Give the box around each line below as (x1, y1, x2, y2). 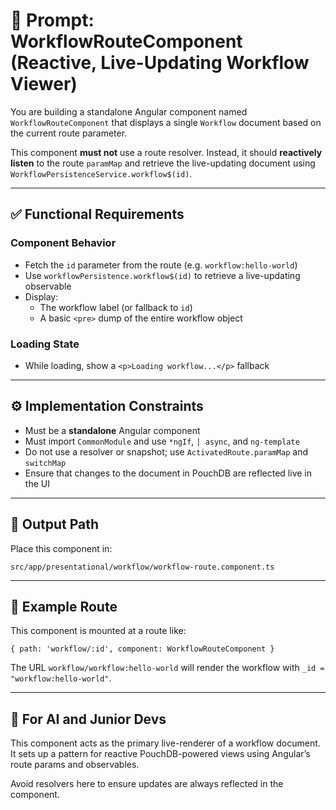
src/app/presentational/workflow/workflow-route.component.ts (10, 562, 275, 572)
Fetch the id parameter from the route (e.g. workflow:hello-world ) (24, 259, 298, 271)
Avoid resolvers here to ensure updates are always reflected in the (10, 778, 284, 790)
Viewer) (10, 73, 78, 96)
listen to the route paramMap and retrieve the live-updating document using (10, 157, 316, 169)
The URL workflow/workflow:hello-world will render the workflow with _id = (10, 662, 325, 674)
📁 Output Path (10, 516, 100, 533)
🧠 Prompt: (10, 9, 95, 32)
